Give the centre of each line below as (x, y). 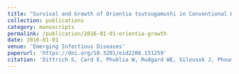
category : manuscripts (41, 27)
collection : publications (46, 20)
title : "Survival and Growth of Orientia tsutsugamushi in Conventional (117, 14)
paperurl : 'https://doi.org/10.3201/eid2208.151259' (87, 54)
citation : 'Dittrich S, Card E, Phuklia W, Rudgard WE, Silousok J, (111, 60)
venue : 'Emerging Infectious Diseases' (67, 47)
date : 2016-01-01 (33, 40)
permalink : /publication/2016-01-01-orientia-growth (87, 33)
